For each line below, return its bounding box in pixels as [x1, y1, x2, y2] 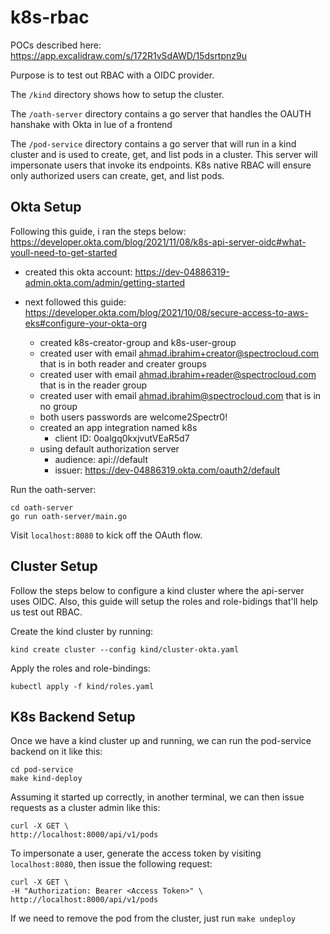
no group [39, 400, 78, 412]
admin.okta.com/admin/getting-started [24, 276, 186, 288]
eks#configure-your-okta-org [24, 317, 148, 329]
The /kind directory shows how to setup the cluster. [10, 88, 225, 100]
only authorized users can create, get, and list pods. [10, 169, 225, 181]
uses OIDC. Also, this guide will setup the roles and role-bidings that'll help [10, 595, 318, 607]
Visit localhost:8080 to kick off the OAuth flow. [10, 529, 203, 541]
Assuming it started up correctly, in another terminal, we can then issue [10, 791, 305, 803]
